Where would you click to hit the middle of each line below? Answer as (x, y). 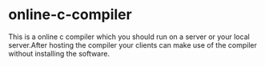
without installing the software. (59, 53)
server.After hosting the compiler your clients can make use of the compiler (133, 45)
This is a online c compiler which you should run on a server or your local (129, 37)
